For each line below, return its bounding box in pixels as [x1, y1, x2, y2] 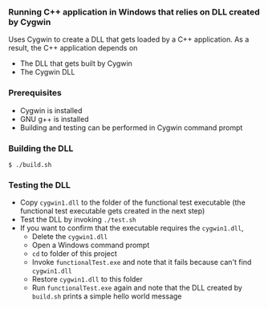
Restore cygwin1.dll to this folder [31, 274, 143, 284]
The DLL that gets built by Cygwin [19, 59, 132, 68]
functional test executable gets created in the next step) [19, 206, 205, 216]
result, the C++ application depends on [8, 43, 138, 53]
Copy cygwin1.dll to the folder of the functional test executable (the [19, 197, 246, 207]
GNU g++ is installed [19, 114, 89, 124]
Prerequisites [8, 87, 62, 99]
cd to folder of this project [31, 249, 118, 258]
